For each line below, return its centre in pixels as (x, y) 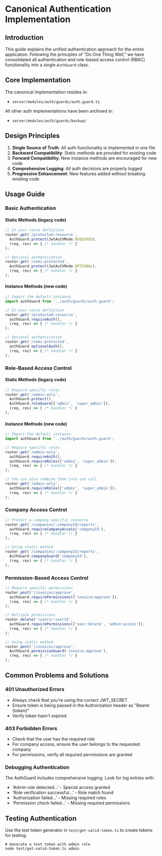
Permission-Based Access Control (47, 578)
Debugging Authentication (37, 767)
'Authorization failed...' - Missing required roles (59, 798)
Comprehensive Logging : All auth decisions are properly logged (77, 168)
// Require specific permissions (39, 588)
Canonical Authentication (58, 9)
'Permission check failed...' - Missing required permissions (71, 803)
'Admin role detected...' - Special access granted (61, 787)
